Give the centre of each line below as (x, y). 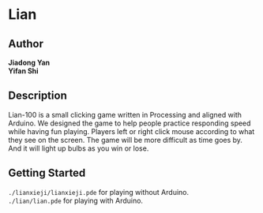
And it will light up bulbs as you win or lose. (79, 148)
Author (26, 44)
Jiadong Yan (29, 62)
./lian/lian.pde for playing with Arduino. (76, 200)
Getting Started (47, 173)
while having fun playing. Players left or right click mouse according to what (131, 131)
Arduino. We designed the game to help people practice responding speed (130, 123)
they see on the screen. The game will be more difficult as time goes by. (126, 140)
